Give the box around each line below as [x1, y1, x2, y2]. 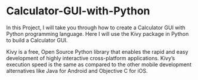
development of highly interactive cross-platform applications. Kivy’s [6, 54, 175, 61]
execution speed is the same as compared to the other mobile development [6, 61, 192, 68]
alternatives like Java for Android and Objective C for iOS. [6, 67, 148, 74]
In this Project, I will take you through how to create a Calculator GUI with [6, 24, 186, 31]
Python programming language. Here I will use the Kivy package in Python [6, 30, 189, 37]
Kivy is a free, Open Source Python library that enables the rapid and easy [6, 48, 189, 55]
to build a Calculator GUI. [6, 36, 68, 44]
